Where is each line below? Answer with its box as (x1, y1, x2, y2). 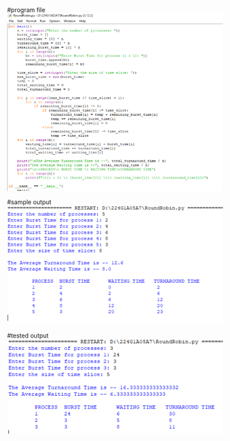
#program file (7, 6, 46, 14)
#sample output (7, 198, 52, 206)
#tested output (7, 331, 49, 340)
